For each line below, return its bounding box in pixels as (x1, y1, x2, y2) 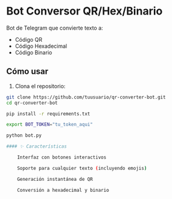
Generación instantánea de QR (17, 176, 94, 182)
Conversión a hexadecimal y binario (17, 187, 110, 193)
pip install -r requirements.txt (6, 111, 91, 117)
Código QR (14, 36, 43, 43)
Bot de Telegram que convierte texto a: (6, 24, 104, 31)
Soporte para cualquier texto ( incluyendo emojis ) (17, 165, 147, 171)
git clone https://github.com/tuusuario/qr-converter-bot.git (6, 94, 166, 100)
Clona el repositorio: (14, 82, 66, 90)
